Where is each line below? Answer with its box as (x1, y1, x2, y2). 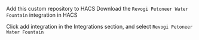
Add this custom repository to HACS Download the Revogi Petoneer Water (6, 5, 189, 12)
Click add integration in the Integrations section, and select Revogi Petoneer (6, 23, 193, 30)
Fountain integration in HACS (6, 11, 78, 19)
